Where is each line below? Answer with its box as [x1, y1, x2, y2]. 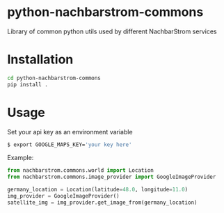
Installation [7, 52, 74, 68]
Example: [7, 154, 34, 162]
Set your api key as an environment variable [7, 127, 134, 136]
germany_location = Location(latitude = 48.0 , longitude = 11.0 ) [7, 186, 189, 194]
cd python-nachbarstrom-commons [7, 74, 101, 81]
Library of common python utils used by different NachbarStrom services [7, 27, 217, 35]
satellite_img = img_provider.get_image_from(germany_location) [7, 199, 198, 206]
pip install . [7, 81, 49, 88]
